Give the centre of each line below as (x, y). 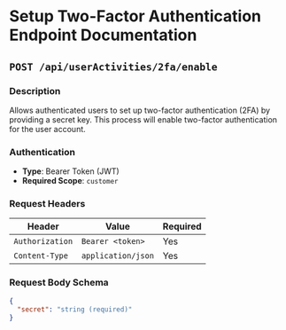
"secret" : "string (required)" (75, 309)
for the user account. (47, 129)
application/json (118, 256)
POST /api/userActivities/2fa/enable (113, 67)
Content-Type (41, 256)
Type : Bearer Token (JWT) (70, 171)
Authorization (43, 242)
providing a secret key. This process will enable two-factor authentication (143, 119)
